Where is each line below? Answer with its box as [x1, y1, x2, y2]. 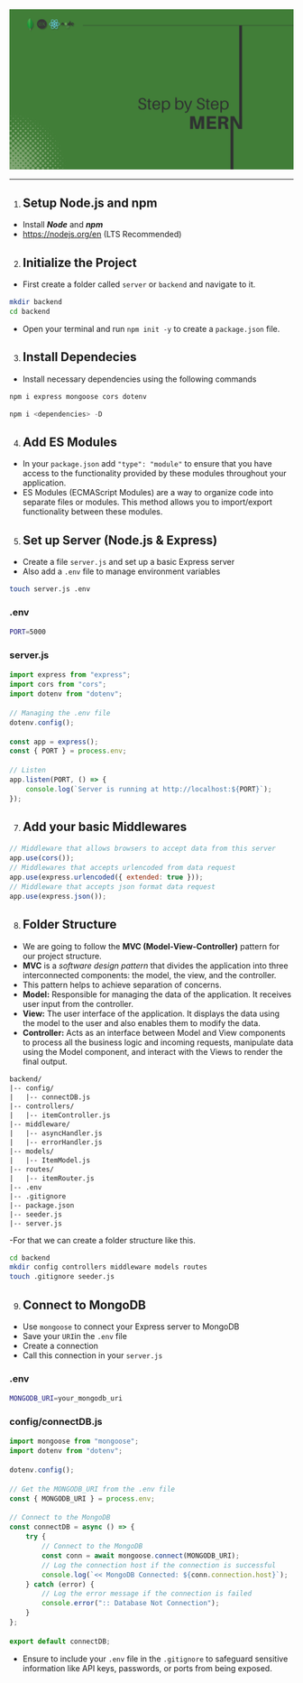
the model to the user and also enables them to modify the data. [22, 1017, 262, 1028]
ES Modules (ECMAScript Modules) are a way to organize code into [22, 487, 273, 498]
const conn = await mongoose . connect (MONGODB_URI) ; [41, 1551, 241, 1560]
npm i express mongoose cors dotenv [9, 392, 147, 401]
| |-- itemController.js [9, 1110, 111, 1120]
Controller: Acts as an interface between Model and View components [22, 1027, 286, 1038]
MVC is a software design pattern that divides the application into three [22, 960, 289, 971]
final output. [22, 1056, 68, 1067]
